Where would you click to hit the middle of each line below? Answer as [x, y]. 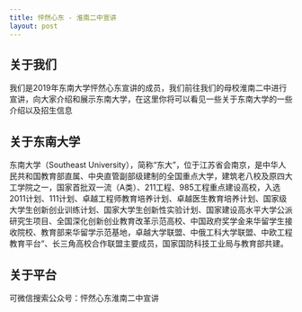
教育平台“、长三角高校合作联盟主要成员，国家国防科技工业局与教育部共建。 [149, 244]
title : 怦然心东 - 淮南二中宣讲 [63, 18]
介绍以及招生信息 [41, 111]
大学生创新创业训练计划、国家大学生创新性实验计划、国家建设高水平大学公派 [151, 210]
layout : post [34, 26]
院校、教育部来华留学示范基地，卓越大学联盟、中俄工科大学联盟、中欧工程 [155, 232]
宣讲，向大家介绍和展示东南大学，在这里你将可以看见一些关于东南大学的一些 [151, 99]
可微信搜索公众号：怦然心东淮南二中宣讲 [84, 298]
